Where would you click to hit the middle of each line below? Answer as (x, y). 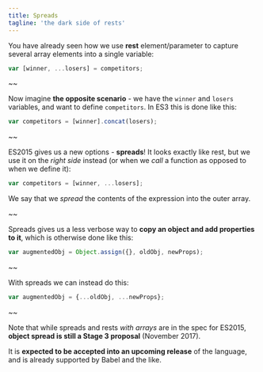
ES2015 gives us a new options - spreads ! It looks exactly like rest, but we (130, 152)
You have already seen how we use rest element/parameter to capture (124, 45)
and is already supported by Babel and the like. (85, 359)
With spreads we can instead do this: (69, 283)
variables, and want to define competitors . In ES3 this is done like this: (123, 107)
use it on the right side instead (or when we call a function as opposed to (128, 161)
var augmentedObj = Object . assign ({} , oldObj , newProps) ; (106, 252)
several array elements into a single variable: (81, 54)
